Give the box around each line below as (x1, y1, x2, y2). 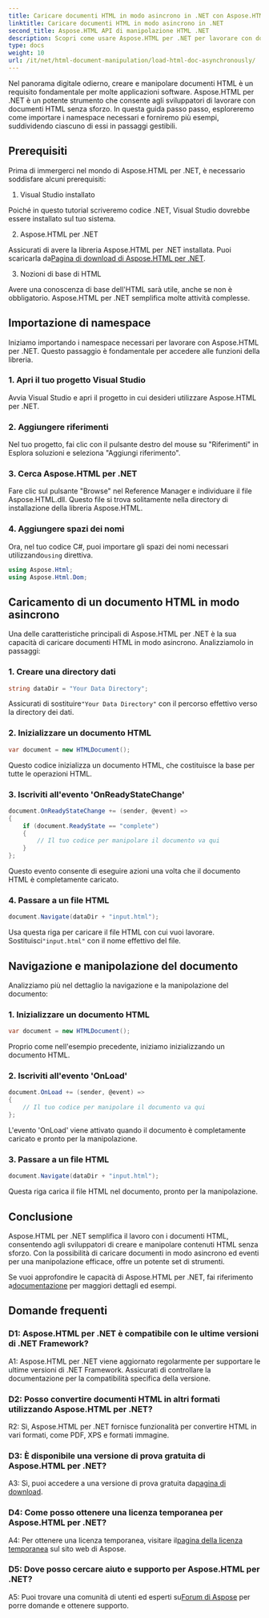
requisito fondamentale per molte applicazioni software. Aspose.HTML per (8, 87, 255, 96)
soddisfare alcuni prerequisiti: (8, 174, 106, 184)
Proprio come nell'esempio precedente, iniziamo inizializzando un (8, 1042, 226, 1052)
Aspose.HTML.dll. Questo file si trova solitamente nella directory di (8, 495, 228, 505)
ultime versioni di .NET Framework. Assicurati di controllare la (8, 1365, 211, 1374)
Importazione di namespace (8, 316, 151, 330)
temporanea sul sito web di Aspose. (8, 1543, 126, 1553)
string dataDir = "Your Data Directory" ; (8, 684, 149, 692)
